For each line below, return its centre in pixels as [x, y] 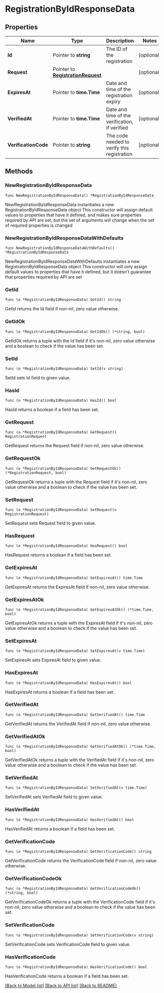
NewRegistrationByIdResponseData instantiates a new [60, 204]
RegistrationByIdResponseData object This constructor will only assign [76, 266]
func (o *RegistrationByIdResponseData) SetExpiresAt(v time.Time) [75, 651]
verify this [118, 148]
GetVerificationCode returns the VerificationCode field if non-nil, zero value [81, 861]
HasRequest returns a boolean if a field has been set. [59, 555]
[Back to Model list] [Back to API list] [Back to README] [61, 985]
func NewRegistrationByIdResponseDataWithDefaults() [60, 248]
